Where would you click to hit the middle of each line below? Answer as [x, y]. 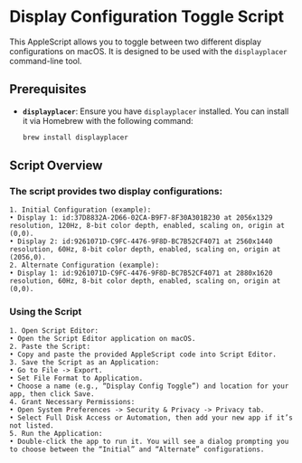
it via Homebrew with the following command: [108, 120]
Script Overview [56, 166]
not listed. [32, 425]
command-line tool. [46, 61]
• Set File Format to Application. [76, 378]
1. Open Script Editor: [54, 331]
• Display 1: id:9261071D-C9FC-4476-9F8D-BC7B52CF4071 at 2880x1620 [141, 273]
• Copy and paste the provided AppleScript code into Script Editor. [143, 354]
